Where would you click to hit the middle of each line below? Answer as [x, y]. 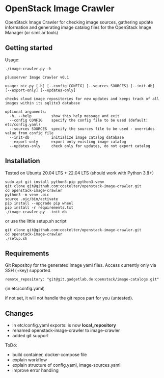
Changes [19, 314]
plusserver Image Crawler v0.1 [37, 77]
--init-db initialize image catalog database [67, 137]
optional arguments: [26, 112]
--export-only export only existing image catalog [68, 142]
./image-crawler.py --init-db [36, 212]
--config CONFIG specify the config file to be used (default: [79, 120]
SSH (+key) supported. [28, 271]
